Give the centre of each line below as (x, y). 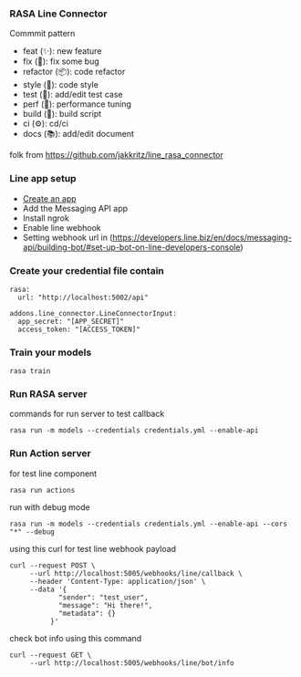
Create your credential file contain (87, 270)
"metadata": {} (87, 613)
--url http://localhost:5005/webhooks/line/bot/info (132, 663)
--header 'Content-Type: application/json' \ (118, 581)
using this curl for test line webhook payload (93, 548)
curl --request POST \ (52, 565)
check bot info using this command (76, 638)
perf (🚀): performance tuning (77, 104)
